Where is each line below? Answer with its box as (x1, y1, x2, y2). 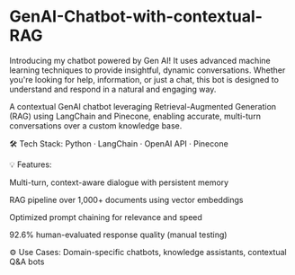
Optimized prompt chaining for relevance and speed (9, 211, 202, 222)
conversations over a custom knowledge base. (9, 120, 183, 131)
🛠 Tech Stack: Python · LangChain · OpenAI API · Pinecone (9, 137, 229, 149)
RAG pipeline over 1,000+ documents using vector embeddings (9, 194, 244, 205)
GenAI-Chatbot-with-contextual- (9, 6, 264, 27)
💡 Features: (9, 159, 52, 170)
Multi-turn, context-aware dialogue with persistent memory (9, 177, 229, 188)
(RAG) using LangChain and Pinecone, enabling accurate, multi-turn (9, 111, 261, 121)
